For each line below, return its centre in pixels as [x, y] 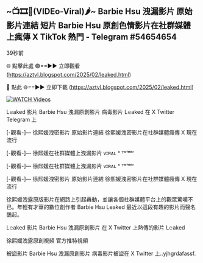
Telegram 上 [22, 119]
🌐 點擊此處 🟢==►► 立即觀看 [43, 66]
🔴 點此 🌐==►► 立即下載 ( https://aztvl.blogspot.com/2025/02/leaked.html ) [100, 87]
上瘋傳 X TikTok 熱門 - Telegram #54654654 [91, 37]
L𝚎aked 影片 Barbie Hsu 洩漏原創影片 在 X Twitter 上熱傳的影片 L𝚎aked [96, 227]
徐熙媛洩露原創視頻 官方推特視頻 [47, 240]
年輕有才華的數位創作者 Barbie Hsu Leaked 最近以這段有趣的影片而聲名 [106, 207]
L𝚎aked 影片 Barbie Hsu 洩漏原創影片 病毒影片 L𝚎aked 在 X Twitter [91, 111]
